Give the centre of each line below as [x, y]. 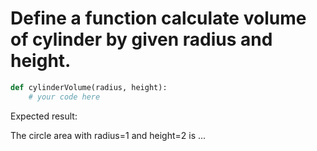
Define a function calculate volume [158, 18]
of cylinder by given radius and [141, 39]
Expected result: [44, 116]
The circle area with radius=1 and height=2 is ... [108, 135]
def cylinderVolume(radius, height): [89, 87]
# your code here [64, 97]
